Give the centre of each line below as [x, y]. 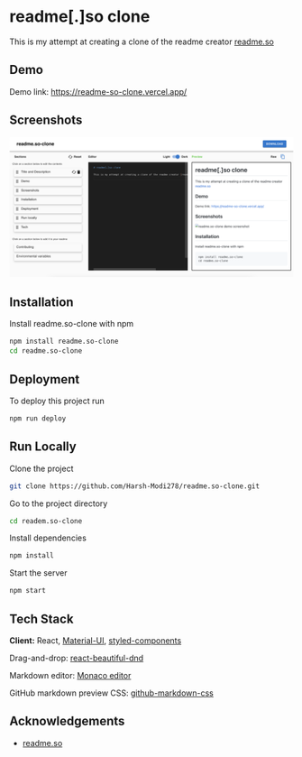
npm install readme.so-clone [64, 342]
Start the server [38, 573]
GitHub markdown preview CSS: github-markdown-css [111, 693]
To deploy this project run [57, 401]
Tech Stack [41, 619]
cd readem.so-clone [46, 521]
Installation [41, 303]
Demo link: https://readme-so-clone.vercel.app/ [98, 91]
